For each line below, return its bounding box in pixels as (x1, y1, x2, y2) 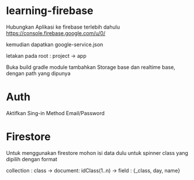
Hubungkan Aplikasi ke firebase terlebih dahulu (6, 23, 120, 30)
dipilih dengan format (6, 155, 57, 162)
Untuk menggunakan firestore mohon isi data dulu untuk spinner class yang (6, 149, 189, 156)
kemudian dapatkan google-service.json (6, 41, 103, 48)
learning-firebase (6, 4, 93, 18)
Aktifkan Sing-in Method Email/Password (6, 109, 105, 116)
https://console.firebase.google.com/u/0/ (6, 29, 106, 36)
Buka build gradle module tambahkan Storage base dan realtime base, (6, 63, 175, 71)
